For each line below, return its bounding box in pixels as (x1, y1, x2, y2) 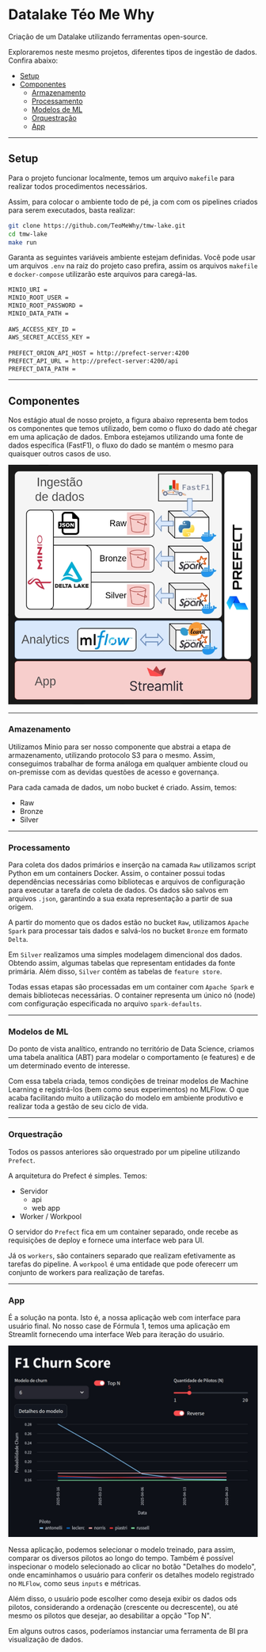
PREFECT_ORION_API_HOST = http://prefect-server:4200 (8, 349, 190, 358)
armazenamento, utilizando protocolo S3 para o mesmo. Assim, (8, 750, 215, 759)
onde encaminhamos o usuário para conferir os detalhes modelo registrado (8, 1569, 255, 1580)
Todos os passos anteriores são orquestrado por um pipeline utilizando (8, 1147, 241, 1156)
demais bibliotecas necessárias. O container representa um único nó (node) (8, 990, 256, 1001)
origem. (8, 902, 34, 912)
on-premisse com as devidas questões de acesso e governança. (8, 767, 219, 777)
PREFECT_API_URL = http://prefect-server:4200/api (8, 357, 179, 366)
